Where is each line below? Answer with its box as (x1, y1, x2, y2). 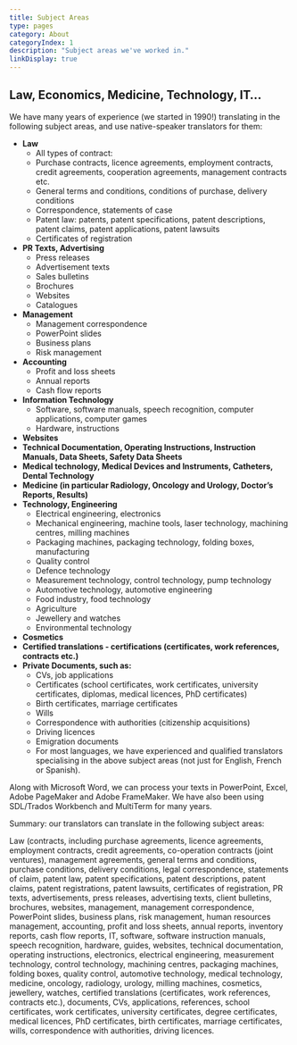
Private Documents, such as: (21, 660, 132, 671)
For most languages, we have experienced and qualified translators (35, 745, 284, 756)
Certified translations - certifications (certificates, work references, (21, 640, 280, 652)
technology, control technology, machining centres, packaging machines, (9, 958, 279, 969)
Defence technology (35, 564, 111, 576)
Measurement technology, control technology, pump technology (35, 574, 272, 585)
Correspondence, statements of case (35, 205, 173, 215)
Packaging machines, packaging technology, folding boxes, (35, 537, 255, 548)
